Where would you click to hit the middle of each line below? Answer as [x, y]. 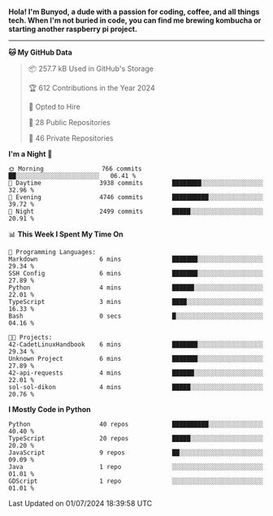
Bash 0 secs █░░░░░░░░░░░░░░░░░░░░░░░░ [136, 316]
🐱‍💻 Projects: [30, 337]
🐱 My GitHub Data [41, 52]
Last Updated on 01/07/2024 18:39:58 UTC [80, 503]
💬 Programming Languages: [52, 252]
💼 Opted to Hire [54, 106]
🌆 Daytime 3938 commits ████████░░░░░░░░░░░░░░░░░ [136, 183]
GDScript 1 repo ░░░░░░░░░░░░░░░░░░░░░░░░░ [136, 481]
